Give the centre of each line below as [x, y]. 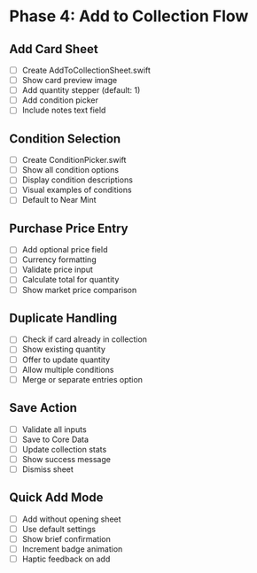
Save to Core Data [55, 439]
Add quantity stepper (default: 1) [81, 90]
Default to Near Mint [59, 200]
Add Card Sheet [54, 49]
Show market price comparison [79, 290]
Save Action [43, 408]
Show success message [66, 459]
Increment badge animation [72, 549]
